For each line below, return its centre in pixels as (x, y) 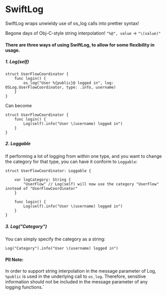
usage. (13, 50)
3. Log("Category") (26, 227)
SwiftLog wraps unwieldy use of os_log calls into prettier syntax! (72, 23)
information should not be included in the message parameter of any (76, 281)
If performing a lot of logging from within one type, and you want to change (84, 156)
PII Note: (14, 260)
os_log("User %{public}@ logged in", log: (69, 83)
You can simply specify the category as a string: (55, 239)
